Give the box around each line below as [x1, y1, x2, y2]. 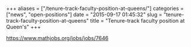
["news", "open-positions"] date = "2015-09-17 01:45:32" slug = [6, 11, 163, 18]
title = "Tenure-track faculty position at [90, 17, 185, 24]
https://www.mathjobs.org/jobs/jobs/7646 [6, 35, 109, 41]
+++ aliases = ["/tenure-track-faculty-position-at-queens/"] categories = [6, 5, 184, 12]
